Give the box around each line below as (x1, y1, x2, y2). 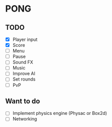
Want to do (5, 97, 40, 105)
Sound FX (12, 59, 34, 66)
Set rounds (12, 76, 36, 82)
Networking (12, 116, 37, 122)
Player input (12, 36, 38, 42)
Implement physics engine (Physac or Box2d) (12, 110, 107, 116)
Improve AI (12, 71, 35, 77)
